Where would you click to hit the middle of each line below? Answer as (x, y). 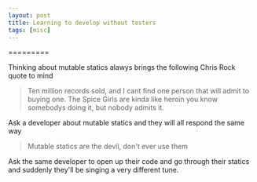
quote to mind (31, 76)
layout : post (29, 15)
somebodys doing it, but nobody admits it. (96, 107)
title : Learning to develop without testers (82, 23)
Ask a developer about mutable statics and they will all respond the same (127, 123)
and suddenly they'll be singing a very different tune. (94, 170)
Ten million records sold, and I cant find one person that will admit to (138, 91)
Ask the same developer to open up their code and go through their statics (129, 162)
